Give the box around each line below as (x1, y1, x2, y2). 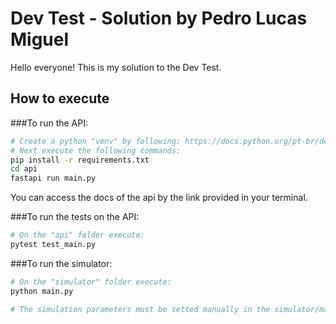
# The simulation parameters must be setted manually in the (10, 304, 271, 314)
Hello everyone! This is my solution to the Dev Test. (10, 61, 222, 73)
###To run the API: (10, 117, 88, 129)
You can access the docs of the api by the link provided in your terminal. (10, 192, 308, 204)
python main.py (10, 286, 74, 296)
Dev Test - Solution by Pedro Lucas (10, 7, 308, 30)
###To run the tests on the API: (10, 211, 140, 223)
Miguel (10, 28, 70, 51)
